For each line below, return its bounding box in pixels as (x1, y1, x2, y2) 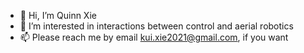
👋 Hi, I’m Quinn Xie (19, 10, 97, 21)
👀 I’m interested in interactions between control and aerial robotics (19, 20, 294, 32)
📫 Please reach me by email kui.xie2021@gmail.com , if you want (19, 31, 289, 43)
